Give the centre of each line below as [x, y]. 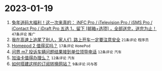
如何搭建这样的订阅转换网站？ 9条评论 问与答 [55, 64]
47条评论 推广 [24, 34]
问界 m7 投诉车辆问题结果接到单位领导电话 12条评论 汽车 [66, 52]
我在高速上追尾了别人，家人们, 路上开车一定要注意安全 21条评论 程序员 [80, 40]
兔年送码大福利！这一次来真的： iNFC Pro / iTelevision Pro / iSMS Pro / [82, 22]
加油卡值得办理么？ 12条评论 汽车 [43, 57]
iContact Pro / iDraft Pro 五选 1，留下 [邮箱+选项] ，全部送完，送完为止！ [84, 28]
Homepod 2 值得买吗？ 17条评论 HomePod [51, 45]
